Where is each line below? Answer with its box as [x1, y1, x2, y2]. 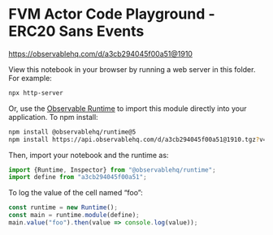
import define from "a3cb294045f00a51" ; [8, 173, 148, 182]
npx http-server [8, 88, 63, 97]
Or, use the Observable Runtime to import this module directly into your [8, 103, 247, 113]
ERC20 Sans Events [8, 22, 145, 41]
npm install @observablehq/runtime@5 [8, 127, 136, 136]
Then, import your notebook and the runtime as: [8, 150, 169, 160]
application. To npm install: [8, 112, 99, 122]
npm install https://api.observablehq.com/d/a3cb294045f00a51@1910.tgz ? [8, 135, 260, 143]
